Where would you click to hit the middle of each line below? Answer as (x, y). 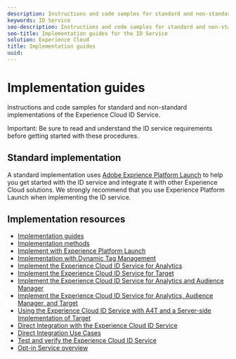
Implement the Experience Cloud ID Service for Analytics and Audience (120, 281)
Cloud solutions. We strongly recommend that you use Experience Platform (116, 190)
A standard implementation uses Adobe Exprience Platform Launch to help (115, 175)
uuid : (15, 53)
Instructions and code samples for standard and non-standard (97, 107)
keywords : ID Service (39, 20)
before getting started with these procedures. (73, 136)
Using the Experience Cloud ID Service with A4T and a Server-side (114, 311)
